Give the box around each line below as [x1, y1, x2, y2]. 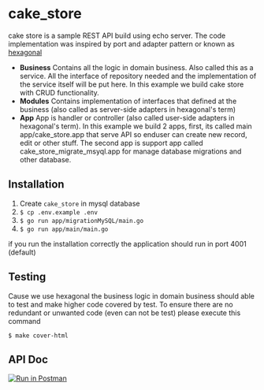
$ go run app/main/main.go [19, 225, 109, 233]
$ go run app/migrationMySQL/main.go [19, 217, 144, 225]
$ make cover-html [8, 332, 69, 340]
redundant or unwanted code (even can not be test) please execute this [8, 308, 241, 318]
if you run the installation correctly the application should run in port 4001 [8, 239, 247, 248]
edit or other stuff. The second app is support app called [19, 138, 203, 147]
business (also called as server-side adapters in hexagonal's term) [19, 104, 236, 114]
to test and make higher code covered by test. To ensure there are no [8, 299, 234, 309]
